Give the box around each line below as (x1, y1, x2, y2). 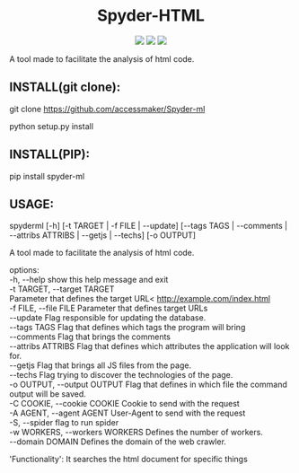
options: (9, 265, 40, 276)
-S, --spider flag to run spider (9, 417, 119, 428)
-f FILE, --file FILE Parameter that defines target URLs (9, 302, 208, 314)
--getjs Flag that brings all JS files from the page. (9, 360, 191, 371)
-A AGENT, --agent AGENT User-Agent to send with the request (9, 407, 246, 418)
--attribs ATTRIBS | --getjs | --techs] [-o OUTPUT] (9, 230, 196, 241)
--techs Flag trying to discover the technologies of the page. (9, 370, 233, 381)
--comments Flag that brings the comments (9, 331, 171, 342)
